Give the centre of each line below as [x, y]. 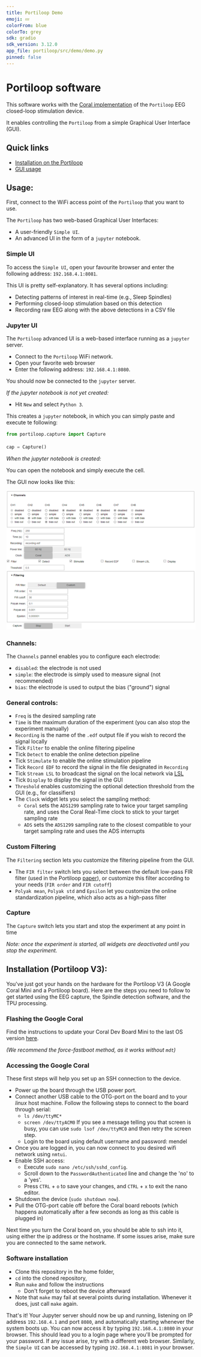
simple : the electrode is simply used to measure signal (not [88, 674]
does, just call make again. [46, 1303]
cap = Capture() [26, 447]
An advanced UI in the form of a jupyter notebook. [78, 239]
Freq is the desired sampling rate [55, 716]
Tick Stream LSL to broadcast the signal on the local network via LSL [99, 774]
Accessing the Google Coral [48, 1065]
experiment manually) [42, 729]
